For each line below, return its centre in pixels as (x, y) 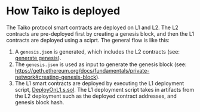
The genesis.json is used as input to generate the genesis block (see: (101, 64)
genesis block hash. (39, 102)
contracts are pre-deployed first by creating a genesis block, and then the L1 (100, 33)
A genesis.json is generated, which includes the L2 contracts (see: (97, 51)
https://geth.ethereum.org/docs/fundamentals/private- (82, 70)
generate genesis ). (38, 58)
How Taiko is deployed (63, 11)
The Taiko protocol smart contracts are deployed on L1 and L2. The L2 (93, 27)
